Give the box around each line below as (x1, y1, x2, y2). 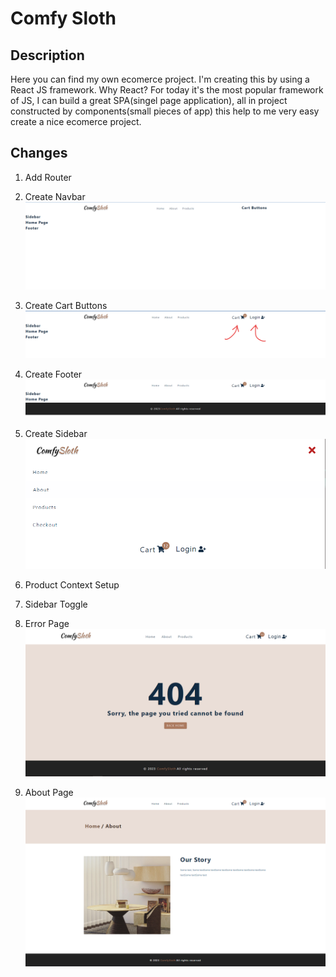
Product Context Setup (24, 579, 120, 591)
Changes (10, 145, 68, 162)
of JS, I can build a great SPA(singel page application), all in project (10, 95, 288, 106)
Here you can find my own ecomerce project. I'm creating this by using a (10, 73, 310, 85)
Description (10, 47, 85, 64)
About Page (24, 786, 74, 798)
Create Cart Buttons (24, 299, 108, 311)
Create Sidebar (24, 428, 88, 440)
